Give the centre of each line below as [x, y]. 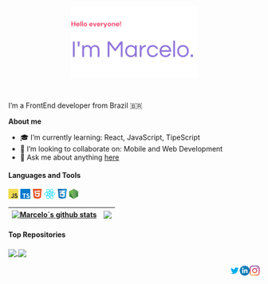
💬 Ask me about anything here [69, 157]
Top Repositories [37, 235]
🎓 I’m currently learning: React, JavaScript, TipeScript [110, 137]
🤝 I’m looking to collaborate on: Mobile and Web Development [121, 148]
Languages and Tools [45, 176]
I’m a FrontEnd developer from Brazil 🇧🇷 [75, 105]
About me [25, 121]
